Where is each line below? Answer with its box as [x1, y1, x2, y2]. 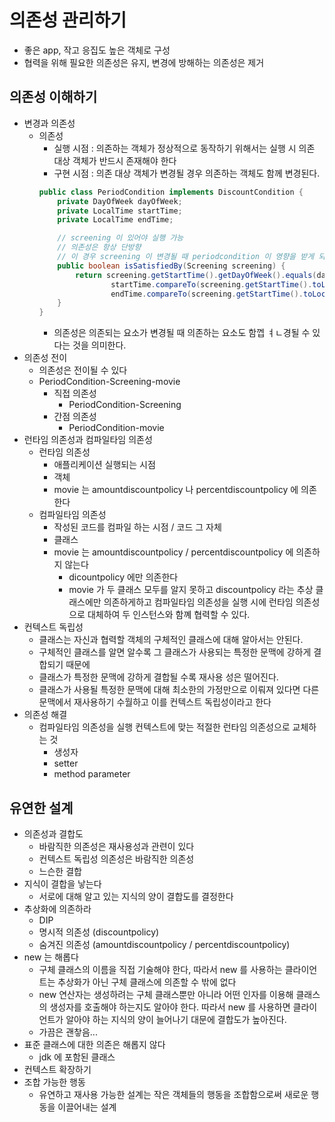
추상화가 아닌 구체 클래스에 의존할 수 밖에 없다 [57, 976, 237, 988]
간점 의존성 [53, 411, 97, 423]
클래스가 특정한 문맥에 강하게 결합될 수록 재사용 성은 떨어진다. [38, 671, 279, 683]
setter [53, 757, 79, 770]
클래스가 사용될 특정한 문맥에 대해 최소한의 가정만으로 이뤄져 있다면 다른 [38, 684, 320, 696]
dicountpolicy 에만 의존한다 [68, 571, 179, 583]
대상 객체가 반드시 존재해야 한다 [53, 154, 177, 166]
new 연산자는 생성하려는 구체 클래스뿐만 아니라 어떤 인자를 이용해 [38, 988, 294, 1000]
